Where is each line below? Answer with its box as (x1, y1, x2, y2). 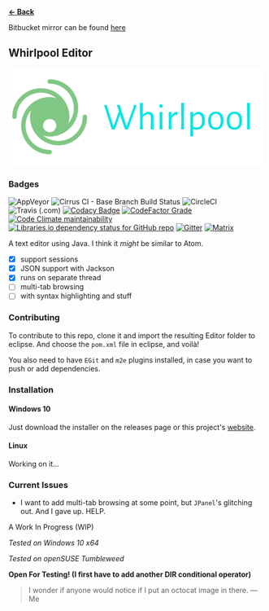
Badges (8, 178, 39, 190)
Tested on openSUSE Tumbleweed (8, 554, 124, 564)
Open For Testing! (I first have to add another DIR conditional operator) (8, 569, 252, 579)
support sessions (20, 254, 79, 264)
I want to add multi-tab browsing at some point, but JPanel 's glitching (20, 498, 253, 508)
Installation (8, 384, 54, 395)
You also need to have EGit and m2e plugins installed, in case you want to (8, 354, 253, 365)
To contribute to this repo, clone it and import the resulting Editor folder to (8, 330, 256, 341)
